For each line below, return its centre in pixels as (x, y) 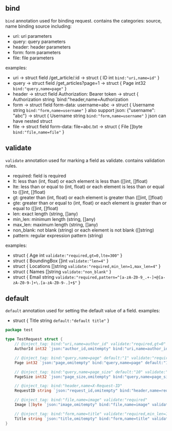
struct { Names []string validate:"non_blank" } (62, 271)
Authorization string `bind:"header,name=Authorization (71, 99)
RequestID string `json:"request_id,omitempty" (66, 391)
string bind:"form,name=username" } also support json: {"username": (84, 110)
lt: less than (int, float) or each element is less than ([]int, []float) (80, 181)
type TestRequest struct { (34, 339)
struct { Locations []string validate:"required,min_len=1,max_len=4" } (87, 266)
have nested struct (33, 121)
